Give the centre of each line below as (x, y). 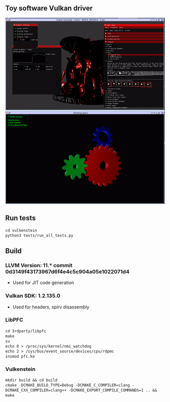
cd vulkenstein (21, 230)
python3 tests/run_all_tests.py (39, 235)
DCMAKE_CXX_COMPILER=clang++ (36, 390)
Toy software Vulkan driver (49, 8)
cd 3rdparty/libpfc (26, 331)
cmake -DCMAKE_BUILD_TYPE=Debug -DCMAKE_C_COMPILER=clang (68, 385)
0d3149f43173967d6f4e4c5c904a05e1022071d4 (68, 271)
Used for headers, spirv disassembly (51, 307)
